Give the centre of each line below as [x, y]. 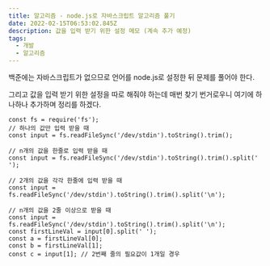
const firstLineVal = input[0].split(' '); [83, 231]
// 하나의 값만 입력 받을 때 [49, 128]
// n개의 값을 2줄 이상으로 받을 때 [60, 210]
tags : [17, 38]
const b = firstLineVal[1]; [56, 246]
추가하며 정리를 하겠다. [65, 104]
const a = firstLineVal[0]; [56, 239]
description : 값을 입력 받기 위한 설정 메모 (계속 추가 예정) [100, 31]
